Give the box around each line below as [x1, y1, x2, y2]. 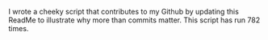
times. [8, 24, 29, 33]
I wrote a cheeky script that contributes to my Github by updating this [8, 7, 240, 16]
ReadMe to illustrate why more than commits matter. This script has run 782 [8, 15, 261, 25]
